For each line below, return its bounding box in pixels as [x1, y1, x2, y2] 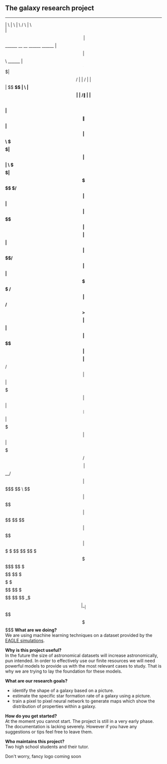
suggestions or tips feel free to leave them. [5, 729, 93, 735]
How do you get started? [5, 713, 57, 719]
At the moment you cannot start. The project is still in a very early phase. [5, 718, 154, 724]
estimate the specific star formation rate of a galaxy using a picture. [12, 692, 152, 698]
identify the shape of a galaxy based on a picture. [12, 688, 114, 693]
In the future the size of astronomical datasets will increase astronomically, [5, 652, 159, 658]
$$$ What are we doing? [5, 627, 57, 633]
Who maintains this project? [5, 738, 65, 744]
